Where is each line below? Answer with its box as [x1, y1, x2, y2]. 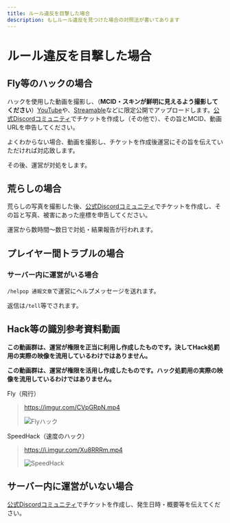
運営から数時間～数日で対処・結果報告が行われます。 [7, 225, 157, 234]
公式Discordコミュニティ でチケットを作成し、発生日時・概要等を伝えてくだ [7, 500, 221, 509]
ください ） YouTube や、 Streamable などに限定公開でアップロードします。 [7, 106, 214, 114]
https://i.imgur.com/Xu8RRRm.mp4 [23, 445, 124, 454]
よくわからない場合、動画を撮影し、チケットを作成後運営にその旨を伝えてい [7, 137, 224, 146]
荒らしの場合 [7, 183, 62, 194]
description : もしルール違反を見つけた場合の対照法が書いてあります [7, 16, 180, 23]
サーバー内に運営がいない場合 [7, 480, 134, 492]
